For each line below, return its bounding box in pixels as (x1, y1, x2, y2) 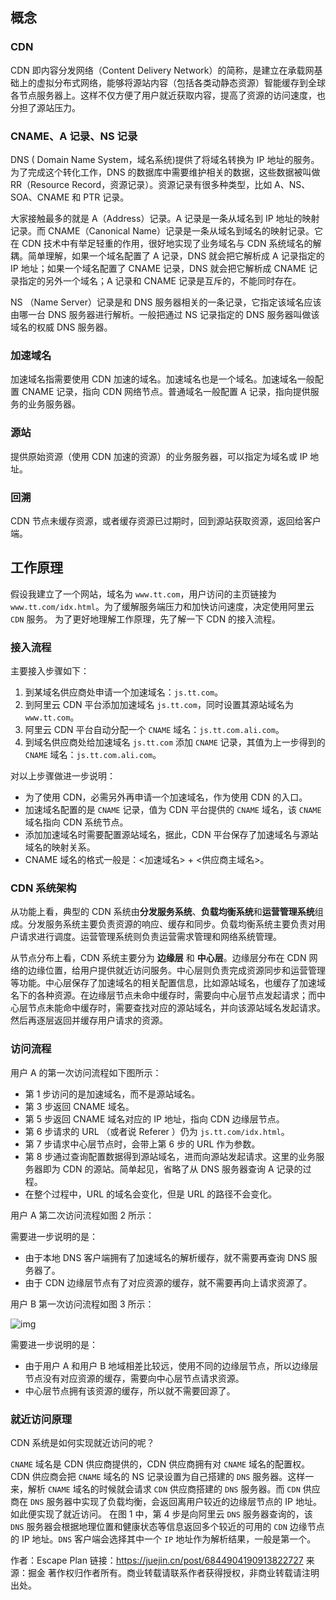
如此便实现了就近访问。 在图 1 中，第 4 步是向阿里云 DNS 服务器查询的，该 (10, 1508, 313, 1520)
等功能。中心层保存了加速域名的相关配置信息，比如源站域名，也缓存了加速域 (10, 977, 326, 989)
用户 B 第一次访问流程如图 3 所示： (10, 1298, 155, 1310)
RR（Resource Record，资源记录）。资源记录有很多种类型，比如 (10, 178, 273, 190)
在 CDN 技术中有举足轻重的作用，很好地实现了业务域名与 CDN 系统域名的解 (10, 237, 322, 249)
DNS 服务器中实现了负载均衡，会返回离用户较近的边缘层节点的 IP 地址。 (29, 1495, 322, 1507)
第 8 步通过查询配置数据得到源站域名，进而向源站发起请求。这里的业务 (24, 1150, 317, 1162)
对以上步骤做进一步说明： (10, 769, 116, 782)
